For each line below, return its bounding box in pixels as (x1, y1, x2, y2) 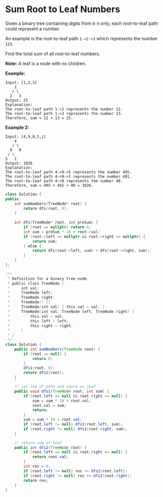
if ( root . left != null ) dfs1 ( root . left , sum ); (23, 422, 123, 427)
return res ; (23, 478, 49, 483)
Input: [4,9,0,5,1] (5, 134, 46, 139)
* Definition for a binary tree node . (7, 276, 89, 281)
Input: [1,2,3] (5, 80, 37, 85)
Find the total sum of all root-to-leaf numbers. (5, 51, 100, 57)
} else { (23, 243, 42, 248)
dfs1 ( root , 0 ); (23, 365, 56, 370)
